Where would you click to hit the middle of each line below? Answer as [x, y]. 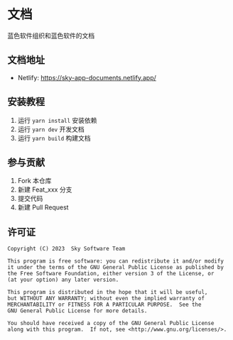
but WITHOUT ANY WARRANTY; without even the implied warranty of [106, 299]
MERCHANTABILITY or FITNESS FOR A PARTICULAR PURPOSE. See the [104, 305]
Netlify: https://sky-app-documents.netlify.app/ [87, 77]
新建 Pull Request [43, 207]
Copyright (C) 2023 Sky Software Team [66, 249]
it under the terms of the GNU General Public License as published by [115, 268]
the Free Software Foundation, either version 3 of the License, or [111, 274]
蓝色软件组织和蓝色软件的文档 [51, 35]
